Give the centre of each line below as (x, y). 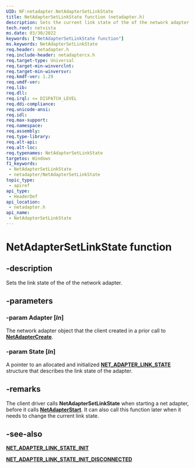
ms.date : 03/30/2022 (31, 33)
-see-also (24, 434)
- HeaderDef (23, 197)
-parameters (29, 301)
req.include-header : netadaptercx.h (51, 55)
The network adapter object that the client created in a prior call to (86, 331)
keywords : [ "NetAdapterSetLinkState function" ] (65, 39)
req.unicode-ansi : (28, 109)
